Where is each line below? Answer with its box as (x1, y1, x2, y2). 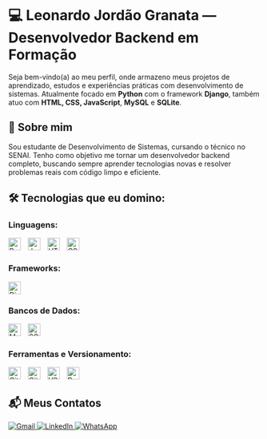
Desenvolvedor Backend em (8, 29, 199, 47)
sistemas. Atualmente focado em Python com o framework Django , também (8, 89, 260, 98)
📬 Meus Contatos (8, 396, 102, 409)
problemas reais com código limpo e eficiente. (8, 167, 161, 176)
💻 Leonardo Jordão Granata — (8, 6, 217, 25)
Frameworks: (8, 263, 62, 274)
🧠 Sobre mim (8, 121, 74, 134)
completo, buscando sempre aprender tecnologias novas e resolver (8, 159, 232, 168)
